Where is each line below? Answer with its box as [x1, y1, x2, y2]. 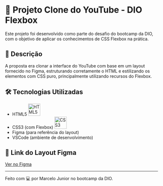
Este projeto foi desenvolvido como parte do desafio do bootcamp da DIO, [5, 31, 154, 36]
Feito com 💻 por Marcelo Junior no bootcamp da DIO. [5, 176, 113, 182]
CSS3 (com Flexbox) [12, 124, 53, 130]
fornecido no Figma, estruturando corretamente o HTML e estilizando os [5, 68, 150, 74]
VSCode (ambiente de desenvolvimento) [12, 135, 94, 140]
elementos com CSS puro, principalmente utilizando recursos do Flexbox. [5, 73, 152, 79]
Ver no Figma [5, 161, 32, 167]
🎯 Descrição [5, 50, 43, 58]
